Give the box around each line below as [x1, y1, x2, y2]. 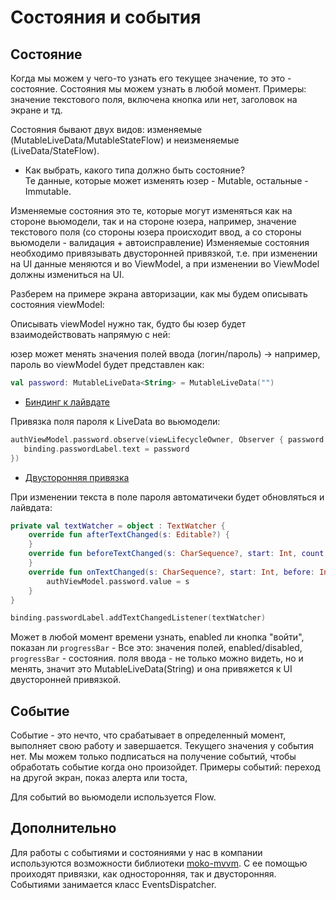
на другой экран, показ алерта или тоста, [10, 772, 188, 784]
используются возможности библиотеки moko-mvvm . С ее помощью [10, 857, 308, 869]
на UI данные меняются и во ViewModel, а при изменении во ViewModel [10, 258, 320, 270]
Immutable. [24, 186, 72, 197]
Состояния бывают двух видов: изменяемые [10, 124, 203, 135]
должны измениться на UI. [10, 269, 125, 280]
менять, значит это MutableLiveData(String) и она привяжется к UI [10, 663, 293, 675]
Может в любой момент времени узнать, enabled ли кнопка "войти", [10, 631, 305, 643]
